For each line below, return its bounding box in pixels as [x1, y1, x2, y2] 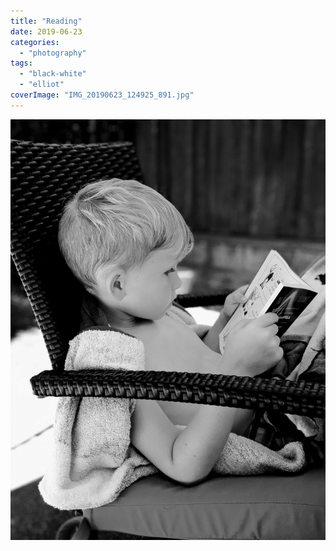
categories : [10, 37, 60, 47]
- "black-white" [19, 69, 87, 79]
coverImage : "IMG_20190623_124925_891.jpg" [10, 90, 195, 100]
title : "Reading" [10, 16, 83, 26]
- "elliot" [19, 80, 65, 90]
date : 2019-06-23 [10, 26, 83, 37]
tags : [10, 58, 33, 69]
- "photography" [19, 48, 87, 58]
